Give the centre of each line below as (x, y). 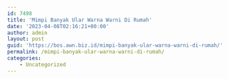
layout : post (26, 39)
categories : (24, 58)
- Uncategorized (43, 65)
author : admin (28, 33)
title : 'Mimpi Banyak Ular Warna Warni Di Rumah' (80, 20)
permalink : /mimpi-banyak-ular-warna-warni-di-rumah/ (86, 52)
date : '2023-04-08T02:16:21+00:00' (58, 26)
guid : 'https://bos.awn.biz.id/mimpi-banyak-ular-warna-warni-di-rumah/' (115, 45)
